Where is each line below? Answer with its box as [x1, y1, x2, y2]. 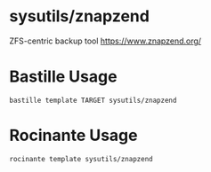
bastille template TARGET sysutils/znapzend [9, 96, 177, 105]
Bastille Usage [9, 66, 118, 87]
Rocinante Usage [9, 126, 138, 145]
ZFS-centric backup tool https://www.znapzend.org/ [9, 35, 202, 46]
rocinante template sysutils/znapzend [9, 154, 153, 163]
